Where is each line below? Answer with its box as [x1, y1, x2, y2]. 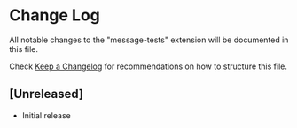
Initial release [21, 109, 71, 120]
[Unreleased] [9, 87, 84, 102]
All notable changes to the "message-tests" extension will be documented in [9, 34, 289, 45]
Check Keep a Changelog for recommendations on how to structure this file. [9, 61, 288, 72]
